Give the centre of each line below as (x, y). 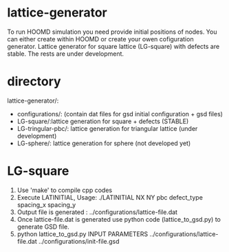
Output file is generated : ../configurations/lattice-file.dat (97, 212)
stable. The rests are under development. (66, 54)
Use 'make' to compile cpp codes (64, 190)
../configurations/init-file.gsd (79, 241)
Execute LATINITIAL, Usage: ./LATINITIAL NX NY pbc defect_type (110, 197)
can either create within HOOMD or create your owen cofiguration (100, 39)
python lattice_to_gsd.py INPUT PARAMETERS (83, 234)
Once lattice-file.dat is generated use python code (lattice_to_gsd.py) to (119, 219)
